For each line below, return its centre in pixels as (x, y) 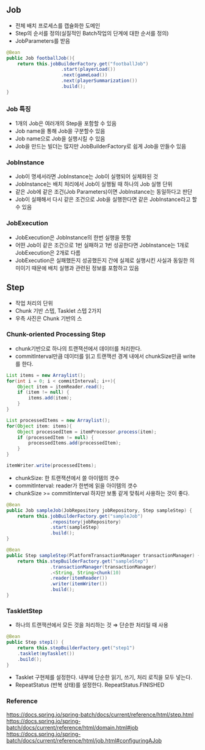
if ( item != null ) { (43, 392)
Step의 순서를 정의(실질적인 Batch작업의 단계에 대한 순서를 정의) (92, 33)
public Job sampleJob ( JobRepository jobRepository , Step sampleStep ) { (99, 510)
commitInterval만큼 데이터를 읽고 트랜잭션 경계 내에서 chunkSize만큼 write (105, 356)
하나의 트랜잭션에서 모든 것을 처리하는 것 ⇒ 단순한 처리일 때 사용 (92, 625)
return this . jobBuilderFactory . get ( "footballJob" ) (83, 64)
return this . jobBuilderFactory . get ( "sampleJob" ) (80, 516)
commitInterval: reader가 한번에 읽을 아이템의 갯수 (76, 486)
